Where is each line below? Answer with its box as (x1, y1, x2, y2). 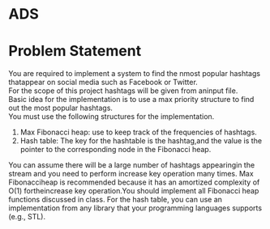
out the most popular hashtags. (8, 103, 114, 113)
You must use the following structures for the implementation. (8, 112, 215, 121)
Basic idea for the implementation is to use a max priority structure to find (8, 95, 255, 104)
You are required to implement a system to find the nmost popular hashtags (8, 69, 261, 78)
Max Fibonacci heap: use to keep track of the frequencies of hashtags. (19, 127, 257, 138)
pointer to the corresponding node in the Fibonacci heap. (19, 145, 212, 155)
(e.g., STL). (8, 212, 46, 222)
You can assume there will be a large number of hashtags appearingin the (8, 160, 255, 170)
